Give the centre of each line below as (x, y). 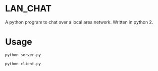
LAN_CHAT (28, 9)
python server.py (23, 55)
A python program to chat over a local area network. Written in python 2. (79, 22)
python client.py (23, 64)
